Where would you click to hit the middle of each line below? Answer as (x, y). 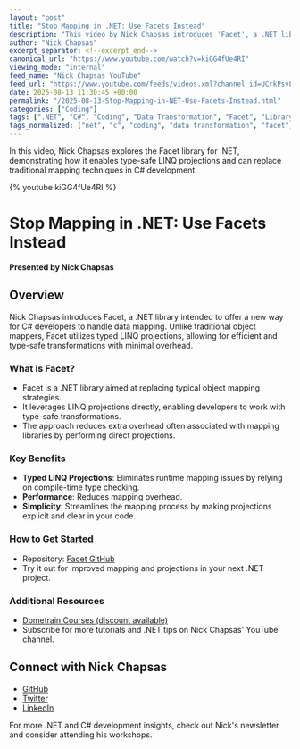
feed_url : (28, 84)
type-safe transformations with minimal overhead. (101, 345)
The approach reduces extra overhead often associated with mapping (150, 426)
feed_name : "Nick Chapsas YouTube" (75, 76)
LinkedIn (38, 708)
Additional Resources (57, 601)
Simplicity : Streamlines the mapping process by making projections (147, 507)
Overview (37, 295)
